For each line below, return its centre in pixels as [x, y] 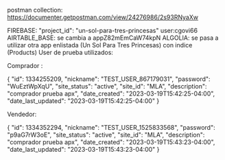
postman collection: [35, 10]
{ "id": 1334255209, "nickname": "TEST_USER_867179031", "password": [109, 79]
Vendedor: [22, 114]
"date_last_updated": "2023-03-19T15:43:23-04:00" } [83, 149]
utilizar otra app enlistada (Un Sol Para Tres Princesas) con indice [100, 45]
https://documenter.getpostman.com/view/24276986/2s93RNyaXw [103, 17]
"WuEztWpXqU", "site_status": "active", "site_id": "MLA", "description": [107, 86]
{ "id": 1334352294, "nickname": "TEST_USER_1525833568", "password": [111, 127]
